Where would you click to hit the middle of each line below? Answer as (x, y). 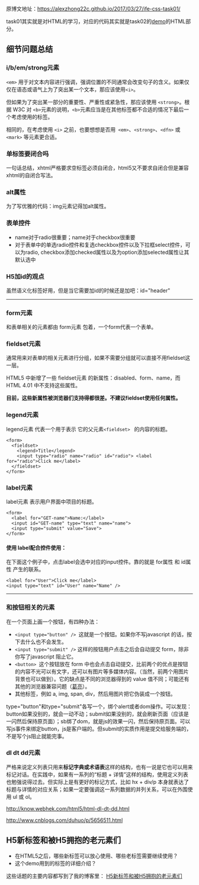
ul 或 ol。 (24, 796)
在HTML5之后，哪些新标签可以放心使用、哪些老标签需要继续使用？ (97, 856)
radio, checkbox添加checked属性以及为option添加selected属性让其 (107, 252)
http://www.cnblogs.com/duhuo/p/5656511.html (65, 820)
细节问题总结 (30, 49)
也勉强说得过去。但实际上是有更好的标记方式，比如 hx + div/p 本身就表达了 (98, 782)
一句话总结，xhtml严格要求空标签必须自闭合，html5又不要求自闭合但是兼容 (97, 168)
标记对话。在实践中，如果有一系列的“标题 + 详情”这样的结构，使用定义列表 (97, 774)
